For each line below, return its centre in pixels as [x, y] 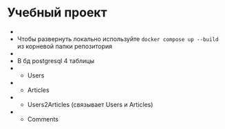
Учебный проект [57, 13]
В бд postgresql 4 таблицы [56, 60]
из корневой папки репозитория [65, 46]
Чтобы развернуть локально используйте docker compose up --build [118, 38]
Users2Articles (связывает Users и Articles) [90, 104]
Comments [43, 119]
